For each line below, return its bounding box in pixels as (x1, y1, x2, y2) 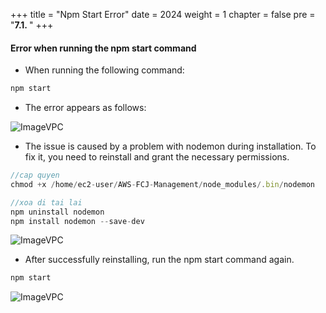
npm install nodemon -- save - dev (10, 216, 145, 226)
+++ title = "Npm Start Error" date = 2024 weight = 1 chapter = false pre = (10, 9, 316, 20)
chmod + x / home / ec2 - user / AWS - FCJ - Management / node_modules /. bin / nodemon (10, 179, 315, 189)
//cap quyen (10, 170, 60, 181)
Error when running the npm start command (10, 42, 197, 54)
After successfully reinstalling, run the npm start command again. (24, 254, 295, 266)
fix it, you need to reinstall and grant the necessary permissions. (24, 151, 290, 163)
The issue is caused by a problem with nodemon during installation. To (24, 140, 317, 153)
